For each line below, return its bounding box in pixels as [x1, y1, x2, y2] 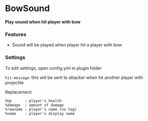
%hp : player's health [5, 98, 62, 103]
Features [5, 31, 27, 38]
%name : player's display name [5, 111, 75, 116]
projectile [5, 79, 24, 85]
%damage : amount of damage [5, 103, 64, 107]
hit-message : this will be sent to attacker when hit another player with [5, 75, 143, 80]
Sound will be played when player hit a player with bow [12, 42, 122, 48]
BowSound [5, 3, 50, 14]
